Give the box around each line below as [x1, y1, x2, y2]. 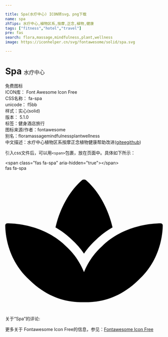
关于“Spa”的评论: [5, 315, 40, 321]
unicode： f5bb [5, 101, 37, 108]
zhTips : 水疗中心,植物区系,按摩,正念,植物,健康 [5, 21, 94, 26]
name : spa [5, 16, 26, 22]
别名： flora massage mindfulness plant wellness [5, 133, 100, 139]
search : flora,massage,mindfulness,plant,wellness [5, 35, 113, 40]
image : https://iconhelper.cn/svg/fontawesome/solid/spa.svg [5, 40, 135, 45]
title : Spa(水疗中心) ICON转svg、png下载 [5, 12, 86, 17]
